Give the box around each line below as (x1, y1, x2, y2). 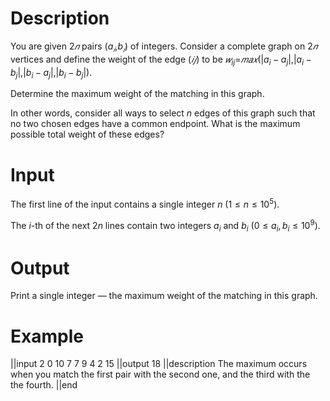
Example (10, 325, 84, 347)
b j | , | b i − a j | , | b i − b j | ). (10, 66, 93, 81)
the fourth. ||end (10, 379, 78, 391)
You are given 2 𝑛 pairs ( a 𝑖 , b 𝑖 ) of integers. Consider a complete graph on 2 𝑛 (10, 40, 318, 54)
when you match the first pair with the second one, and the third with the (10, 368, 311, 381)
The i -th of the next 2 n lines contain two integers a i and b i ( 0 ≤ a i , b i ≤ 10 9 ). (10, 217, 321, 234)
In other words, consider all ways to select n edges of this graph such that (10, 107, 316, 119)
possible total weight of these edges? (10, 128, 165, 141)
